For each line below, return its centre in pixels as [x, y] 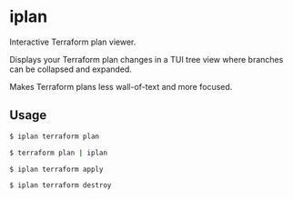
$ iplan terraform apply [56, 169]
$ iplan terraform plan [55, 136]
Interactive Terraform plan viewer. [73, 42]
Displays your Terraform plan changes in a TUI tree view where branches [146, 59]
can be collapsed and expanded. [71, 69]
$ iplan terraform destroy [61, 185]
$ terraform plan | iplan [58, 153]
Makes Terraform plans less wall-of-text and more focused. [121, 86]
